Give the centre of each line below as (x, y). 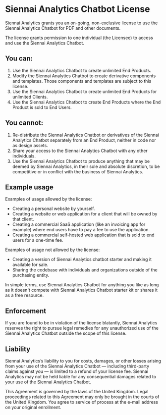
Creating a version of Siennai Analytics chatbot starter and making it (82, 259)
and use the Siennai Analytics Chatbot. (45, 43)
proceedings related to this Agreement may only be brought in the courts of (82, 397)
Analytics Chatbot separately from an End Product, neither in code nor (84, 140)
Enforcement (26, 311)
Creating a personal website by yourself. (54, 208)
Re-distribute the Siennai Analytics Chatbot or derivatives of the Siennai (86, 135)
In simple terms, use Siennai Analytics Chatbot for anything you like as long (82, 285)
